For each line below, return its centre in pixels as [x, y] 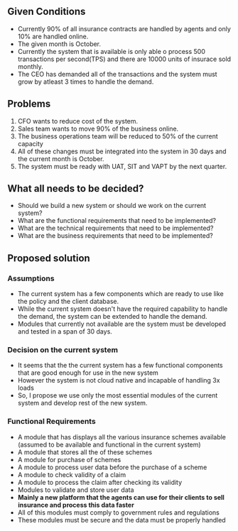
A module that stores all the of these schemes [85, 452]
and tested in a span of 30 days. [65, 332]
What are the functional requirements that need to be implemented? [117, 221]
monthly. [31, 66]
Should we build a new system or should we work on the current [112, 206]
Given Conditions [47, 12]
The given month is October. [59, 44]
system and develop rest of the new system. [82, 403]
